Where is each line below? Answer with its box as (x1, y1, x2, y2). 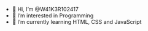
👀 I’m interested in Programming (12, 12, 94, 19)
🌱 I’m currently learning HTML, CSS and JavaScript (12, 18, 142, 25)
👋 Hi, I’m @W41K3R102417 (12, 6, 79, 13)
